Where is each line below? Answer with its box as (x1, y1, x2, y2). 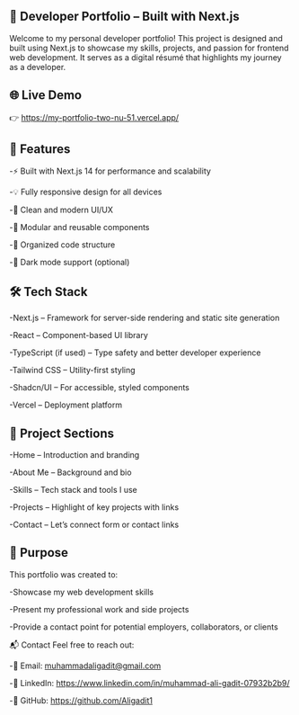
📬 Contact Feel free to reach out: (9, 639, 135, 650)
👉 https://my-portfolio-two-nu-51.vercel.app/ (9, 112, 180, 122)
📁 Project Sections (9, 425, 115, 441)
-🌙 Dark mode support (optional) (9, 257, 130, 268)
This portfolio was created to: (9, 568, 119, 580)
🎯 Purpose (9, 545, 69, 560)
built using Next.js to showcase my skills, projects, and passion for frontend (9, 42, 289, 53)
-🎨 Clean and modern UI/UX (9, 204, 114, 216)
